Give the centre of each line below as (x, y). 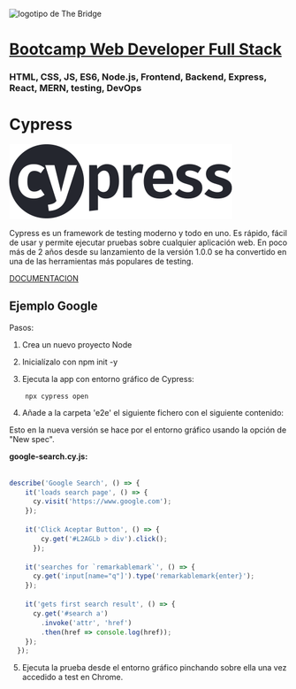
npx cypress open (57, 396)
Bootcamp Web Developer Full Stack (146, 50)
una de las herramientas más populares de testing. (102, 262)
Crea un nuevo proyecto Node (77, 344)
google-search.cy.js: (49, 456)
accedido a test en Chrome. (72, 678)
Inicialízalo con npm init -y (70, 362)
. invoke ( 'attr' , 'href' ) (87, 623)
